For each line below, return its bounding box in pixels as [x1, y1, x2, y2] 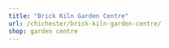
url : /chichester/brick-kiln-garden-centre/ [8, 20, 162, 28]
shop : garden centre [8, 27, 79, 35]
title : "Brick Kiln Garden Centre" [8, 11, 129, 20]
